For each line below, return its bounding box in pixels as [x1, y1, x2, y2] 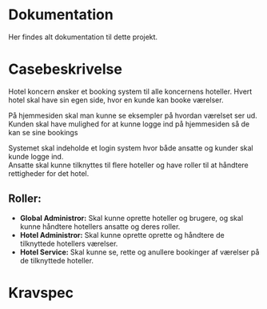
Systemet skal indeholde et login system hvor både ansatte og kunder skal [8, 142, 253, 153]
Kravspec [8, 283, 74, 302]
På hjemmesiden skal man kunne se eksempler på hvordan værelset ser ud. [8, 110, 257, 120]
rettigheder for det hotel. [8, 168, 90, 178]
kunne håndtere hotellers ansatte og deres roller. [19, 222, 181, 231]
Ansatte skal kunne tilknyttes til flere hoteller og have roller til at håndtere [8, 160, 249, 170]
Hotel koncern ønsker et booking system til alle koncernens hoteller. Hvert [8, 86, 253, 96]
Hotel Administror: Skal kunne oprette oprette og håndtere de [19, 230, 225, 239]
